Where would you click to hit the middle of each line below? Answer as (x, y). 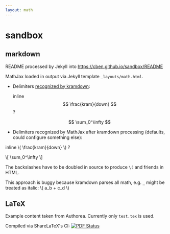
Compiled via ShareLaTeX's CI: (38, 226)
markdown (23, 54)
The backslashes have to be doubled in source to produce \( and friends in (84, 167)
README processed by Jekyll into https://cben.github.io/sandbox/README (84, 66)
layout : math (19, 10)
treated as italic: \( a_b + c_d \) (38, 188)
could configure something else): (47, 137)
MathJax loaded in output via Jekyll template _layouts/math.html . (74, 76)
